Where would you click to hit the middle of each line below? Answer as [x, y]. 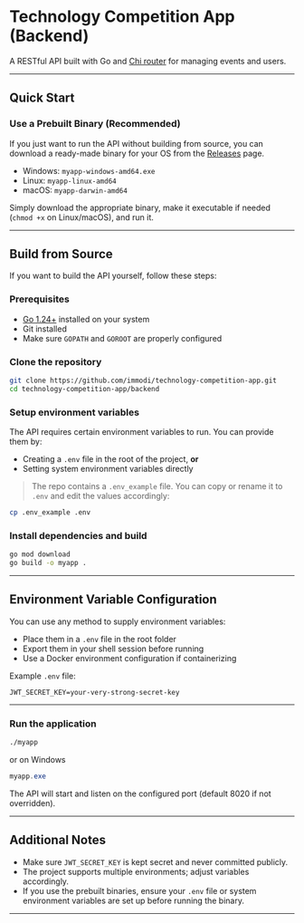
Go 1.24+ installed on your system [86, 319]
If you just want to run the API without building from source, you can [137, 143]
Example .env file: [43, 676]
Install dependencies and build [78, 535]
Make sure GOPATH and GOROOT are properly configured [122, 338]
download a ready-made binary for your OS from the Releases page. [137, 153]
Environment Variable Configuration [113, 600]
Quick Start [42, 98]
